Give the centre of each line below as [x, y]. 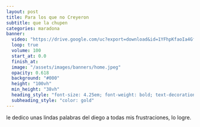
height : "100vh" [32, 84]
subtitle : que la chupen [37, 23]
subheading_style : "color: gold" [53, 100]
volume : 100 [26, 51]
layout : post [22, 12]
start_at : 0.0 [29, 56]
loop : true [25, 45]
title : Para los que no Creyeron [48, 17]
